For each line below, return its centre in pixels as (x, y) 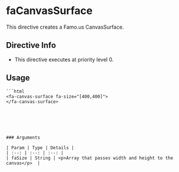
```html (15, 91)
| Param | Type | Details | (40, 147)
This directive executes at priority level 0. (64, 59)
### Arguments (23, 137)
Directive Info (31, 45)
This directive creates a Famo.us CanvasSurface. (65, 27)
